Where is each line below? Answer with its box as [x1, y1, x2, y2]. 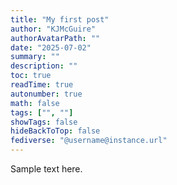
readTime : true [10, 80, 74, 90]
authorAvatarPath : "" [10, 33, 101, 43]
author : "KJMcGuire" [10, 24, 97, 34]
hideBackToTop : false [10, 126, 101, 136]
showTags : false [10, 117, 78, 127]
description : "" [10, 61, 78, 71]
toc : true [10, 71, 52, 81]
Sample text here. [10, 163, 83, 175]
